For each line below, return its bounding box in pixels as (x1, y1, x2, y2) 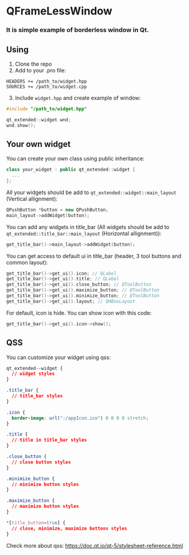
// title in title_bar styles (11, 437, 87, 444)
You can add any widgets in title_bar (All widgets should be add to (6, 223, 170, 230)
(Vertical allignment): (6, 195, 58, 202)
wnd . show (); (6, 122, 36, 128)
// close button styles (11, 459, 71, 465)
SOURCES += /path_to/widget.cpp (6, 83, 87, 90)
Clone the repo (14, 60, 52, 67)
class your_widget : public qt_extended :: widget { (6, 167, 136, 173)
